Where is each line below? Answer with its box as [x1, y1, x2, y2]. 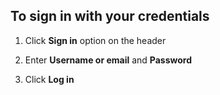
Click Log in [24, 73, 75, 85]
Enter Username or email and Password [24, 54, 193, 66]
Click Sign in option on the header [24, 34, 167, 46]
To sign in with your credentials [10, 8, 210, 25]
